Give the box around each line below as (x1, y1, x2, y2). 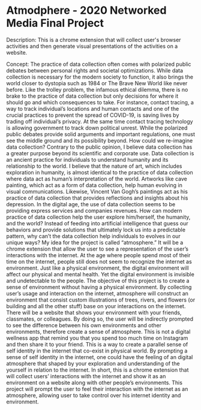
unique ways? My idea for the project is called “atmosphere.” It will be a (6, 239, 184, 246)
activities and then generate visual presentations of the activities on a (6, 43, 178, 50)
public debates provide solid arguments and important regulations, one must (6, 130, 195, 138)
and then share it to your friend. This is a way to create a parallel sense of (6, 340, 188, 348)
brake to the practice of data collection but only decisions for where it (6, 92, 179, 100)
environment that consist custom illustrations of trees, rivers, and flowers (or (6, 296, 196, 303)
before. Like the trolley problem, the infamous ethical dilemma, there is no (6, 86, 188, 93)
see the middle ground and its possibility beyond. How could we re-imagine (6, 137, 193, 144)
